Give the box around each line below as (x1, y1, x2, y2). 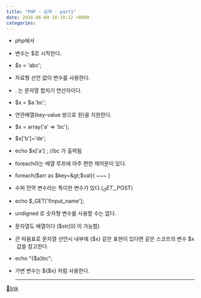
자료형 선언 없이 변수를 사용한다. (14, 74, 90, 82)
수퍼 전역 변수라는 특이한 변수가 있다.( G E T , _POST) (14, 184, 133, 193)
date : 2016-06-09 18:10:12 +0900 (6, 14, 90, 20)
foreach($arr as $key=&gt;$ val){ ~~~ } (14, 172, 111, 179)
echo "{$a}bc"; (14, 255, 53, 262)
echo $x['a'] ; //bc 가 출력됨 (14, 148, 82, 155)
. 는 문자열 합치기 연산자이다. (14, 87, 83, 94)
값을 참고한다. (16, 243, 49, 250)
